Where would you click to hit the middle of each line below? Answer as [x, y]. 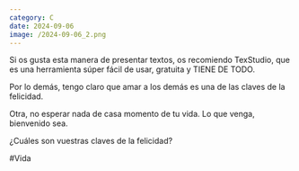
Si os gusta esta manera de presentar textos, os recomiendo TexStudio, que [149, 60]
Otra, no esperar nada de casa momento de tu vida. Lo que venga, [132, 114]
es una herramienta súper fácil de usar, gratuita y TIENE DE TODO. [132, 69]
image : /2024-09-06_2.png [57, 34]
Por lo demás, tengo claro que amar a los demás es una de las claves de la [147, 87]
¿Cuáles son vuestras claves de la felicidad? [91, 141]
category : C [31, 18]
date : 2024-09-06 [42, 26]
